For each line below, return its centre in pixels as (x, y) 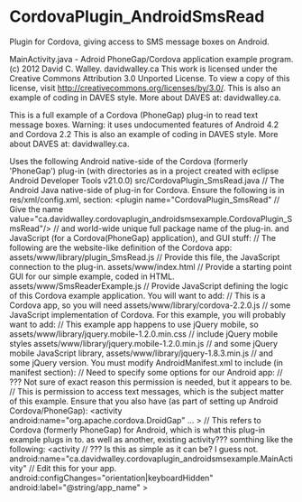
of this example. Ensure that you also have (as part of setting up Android (144, 401)
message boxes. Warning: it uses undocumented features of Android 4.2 (144, 125)
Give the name (37, 209)
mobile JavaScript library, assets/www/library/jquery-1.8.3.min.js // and (141, 353)
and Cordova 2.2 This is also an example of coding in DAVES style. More (144, 134)
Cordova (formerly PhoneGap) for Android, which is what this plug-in (137, 430)
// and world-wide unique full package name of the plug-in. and (171, 228)
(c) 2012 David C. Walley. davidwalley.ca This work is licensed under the (143, 69)
